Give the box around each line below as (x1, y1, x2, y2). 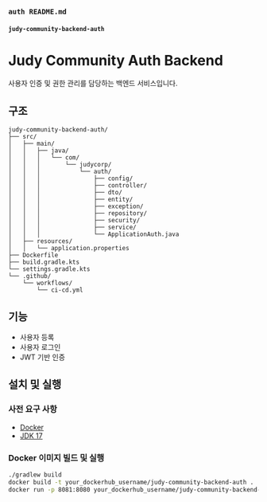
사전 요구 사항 (8, 404, 58, 415)
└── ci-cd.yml (37, 286, 83, 294)
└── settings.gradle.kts (8, 265, 91, 273)
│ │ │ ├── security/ (8, 217, 141, 225)
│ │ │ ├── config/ (8, 175, 133, 182)
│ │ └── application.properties (8, 245, 130, 253)
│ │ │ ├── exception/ (8, 202, 145, 210)
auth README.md (8, 7, 68, 16)
